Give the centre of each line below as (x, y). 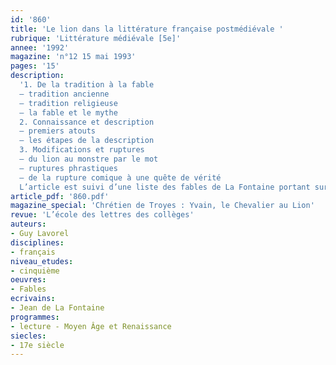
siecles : (28, 336)
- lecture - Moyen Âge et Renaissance (91, 326)
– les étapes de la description (87, 141)
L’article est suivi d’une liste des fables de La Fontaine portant (165, 187)
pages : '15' (35, 66)
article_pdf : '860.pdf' (60, 196)
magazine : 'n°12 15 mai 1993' (73, 57)
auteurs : (28, 224)
